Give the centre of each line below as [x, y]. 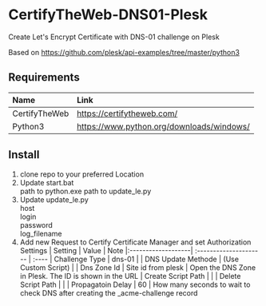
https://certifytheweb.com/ [127, 113]
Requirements [44, 77]
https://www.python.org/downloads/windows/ [163, 126]
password [36, 225]
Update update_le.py [54, 199]
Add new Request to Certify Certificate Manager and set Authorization [135, 242]
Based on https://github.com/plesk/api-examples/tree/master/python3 [124, 52]
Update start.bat [47, 182]
